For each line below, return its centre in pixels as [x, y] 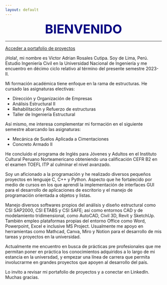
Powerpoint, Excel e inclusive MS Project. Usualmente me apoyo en [74, 226]
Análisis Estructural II [34, 104]
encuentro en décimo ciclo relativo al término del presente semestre [75, 68]
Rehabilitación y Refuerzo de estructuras [54, 109]
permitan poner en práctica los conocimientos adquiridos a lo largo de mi [80, 252]
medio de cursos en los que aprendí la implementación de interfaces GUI [80, 184]
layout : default [22, 10]
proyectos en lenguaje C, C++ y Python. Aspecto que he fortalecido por [79, 179]
